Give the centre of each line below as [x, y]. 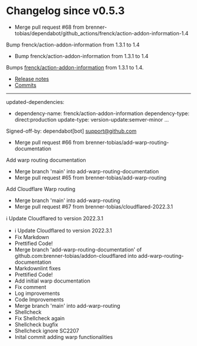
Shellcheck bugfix [36, 324]
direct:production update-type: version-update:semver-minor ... [91, 119]
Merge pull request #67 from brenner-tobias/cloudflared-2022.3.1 [94, 206]
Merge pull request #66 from [50, 142]
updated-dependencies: [35, 102]
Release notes [32, 79]
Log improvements [37, 293]
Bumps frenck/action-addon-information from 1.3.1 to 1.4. [75, 67]
